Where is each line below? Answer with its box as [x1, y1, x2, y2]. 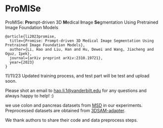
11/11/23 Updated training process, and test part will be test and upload [5, 72, 150, 79]
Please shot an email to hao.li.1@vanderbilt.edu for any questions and [5, 87, 147, 94]
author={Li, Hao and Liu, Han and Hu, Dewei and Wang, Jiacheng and [9, 47, 154, 52]
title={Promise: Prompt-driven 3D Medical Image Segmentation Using [9, 38, 154, 43]
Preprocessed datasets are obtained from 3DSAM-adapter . [5, 107, 126, 113]
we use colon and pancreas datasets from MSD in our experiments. [5, 102, 143, 108]
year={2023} [9, 60, 35, 64]
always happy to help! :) [5, 93, 54, 98]
